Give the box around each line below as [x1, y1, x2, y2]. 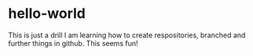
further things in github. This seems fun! [8, 38, 138, 47]
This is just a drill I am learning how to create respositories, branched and [8, 30, 246, 40]
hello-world [8, 5, 86, 23]
